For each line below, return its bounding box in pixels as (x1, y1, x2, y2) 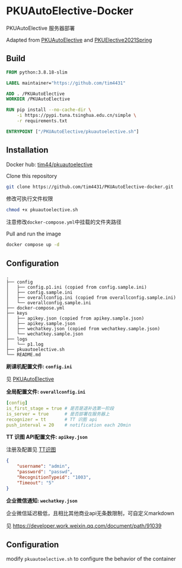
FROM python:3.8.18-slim (6, 69, 68, 75)
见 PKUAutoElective (6, 375, 55, 382)
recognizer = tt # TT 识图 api (6, 416, 98, 422)
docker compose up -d (6, 242, 60, 248)
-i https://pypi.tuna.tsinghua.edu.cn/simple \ (17, 113, 136, 119)
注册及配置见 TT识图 (6, 446, 56, 453)
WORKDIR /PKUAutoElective (6, 96, 70, 102)
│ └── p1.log (6, 342, 44, 347)
